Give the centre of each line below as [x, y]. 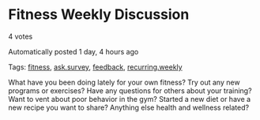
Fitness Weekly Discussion [99, 15]
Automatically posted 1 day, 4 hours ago [73, 51]
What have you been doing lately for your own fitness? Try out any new [124, 82]
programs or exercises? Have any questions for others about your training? [130, 90]
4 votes [21, 36]
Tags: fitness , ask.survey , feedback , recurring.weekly [96, 67]
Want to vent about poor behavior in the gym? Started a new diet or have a [130, 99]
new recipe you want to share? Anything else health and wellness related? [129, 107]
